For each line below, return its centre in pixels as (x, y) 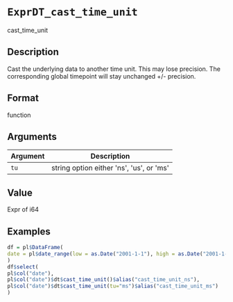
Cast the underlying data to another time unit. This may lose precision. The (114, 69)
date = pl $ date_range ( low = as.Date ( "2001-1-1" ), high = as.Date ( (105, 254)
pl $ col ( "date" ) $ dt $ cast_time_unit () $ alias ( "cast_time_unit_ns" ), (104, 280)
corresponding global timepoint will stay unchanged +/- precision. (102, 76)
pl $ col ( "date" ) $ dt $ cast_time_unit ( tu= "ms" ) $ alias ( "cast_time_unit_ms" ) (113, 286)
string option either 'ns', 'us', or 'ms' (110, 168)
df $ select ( (23, 267)
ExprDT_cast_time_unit (72, 12)
